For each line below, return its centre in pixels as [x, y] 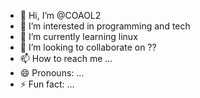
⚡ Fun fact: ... [47, 84]
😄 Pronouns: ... [52, 73]
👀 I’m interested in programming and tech [105, 26]
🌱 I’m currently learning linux [78, 36]
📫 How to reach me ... [66, 58]
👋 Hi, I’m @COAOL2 [60, 15]
